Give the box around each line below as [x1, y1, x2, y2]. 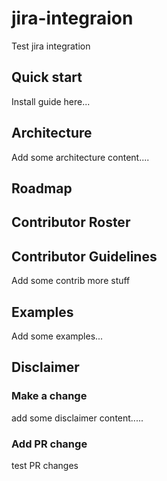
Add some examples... [11, 330, 104, 342]
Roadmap [11, 180, 73, 197]
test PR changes [11, 459, 79, 471]
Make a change [11, 389, 88, 403]
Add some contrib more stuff [11, 275, 131, 287]
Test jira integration [11, 40, 91, 52]
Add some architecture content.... [11, 151, 150, 163]
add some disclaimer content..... [11, 412, 144, 424]
